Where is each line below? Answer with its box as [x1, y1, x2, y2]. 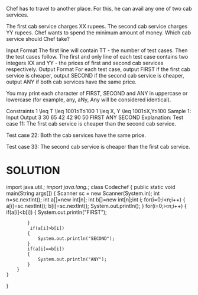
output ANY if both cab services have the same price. [6, 78, 137, 85]
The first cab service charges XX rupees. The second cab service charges [6, 23, 188, 30]
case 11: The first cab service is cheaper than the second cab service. [6, 120, 176, 127]
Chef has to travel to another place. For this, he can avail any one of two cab [6, 5, 192, 12]
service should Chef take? [6, 36, 70, 42]
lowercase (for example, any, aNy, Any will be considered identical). [6, 96, 171, 103]
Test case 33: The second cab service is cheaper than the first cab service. [6, 143, 190, 150]
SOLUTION [6, 164, 60, 177]
